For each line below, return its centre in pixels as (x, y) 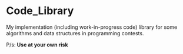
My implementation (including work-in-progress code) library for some (92, 27)
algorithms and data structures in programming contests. (75, 33)
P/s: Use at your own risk (37, 45)
